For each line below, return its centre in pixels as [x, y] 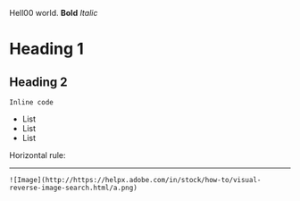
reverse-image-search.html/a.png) [74, 188]
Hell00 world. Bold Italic [54, 13]
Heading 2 [39, 82]
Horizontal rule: [37, 155]
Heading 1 [47, 49]
